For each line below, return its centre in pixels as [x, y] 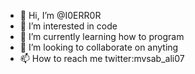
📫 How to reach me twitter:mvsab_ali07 [102, 58]
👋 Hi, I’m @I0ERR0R [60, 15]
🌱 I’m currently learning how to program [102, 36]
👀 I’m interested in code [68, 26]
